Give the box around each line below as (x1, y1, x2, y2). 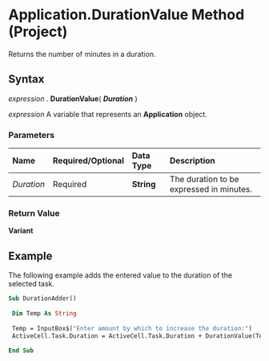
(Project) (8, 22, 68, 41)
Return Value (8, 207, 60, 218)
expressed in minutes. (169, 184, 253, 195)
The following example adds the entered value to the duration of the (8, 270, 233, 280)
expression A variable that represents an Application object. (8, 109, 208, 119)
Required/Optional (52, 155, 124, 166)
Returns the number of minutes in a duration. (8, 49, 156, 59)
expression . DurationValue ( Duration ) (8, 94, 138, 103)
